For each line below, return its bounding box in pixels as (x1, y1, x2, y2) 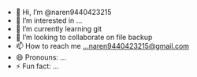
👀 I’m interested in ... (15, 16, 83, 25)
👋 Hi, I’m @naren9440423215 (15, 8, 112, 16)
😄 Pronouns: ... (15, 53, 67, 62)
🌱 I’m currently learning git (15, 24, 102, 33)
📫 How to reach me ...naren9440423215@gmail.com (15, 42, 190, 50)
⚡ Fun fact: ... (15, 61, 59, 71)
